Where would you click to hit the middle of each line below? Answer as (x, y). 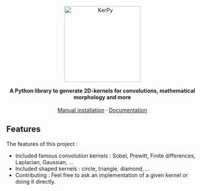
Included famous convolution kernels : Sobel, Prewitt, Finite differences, (105, 156)
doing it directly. (35, 181)
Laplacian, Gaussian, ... (44, 162)
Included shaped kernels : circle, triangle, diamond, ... (83, 168)
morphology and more (102, 97)
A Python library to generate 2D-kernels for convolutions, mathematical (102, 91)
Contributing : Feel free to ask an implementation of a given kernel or (101, 175)
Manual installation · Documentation (102, 110)
